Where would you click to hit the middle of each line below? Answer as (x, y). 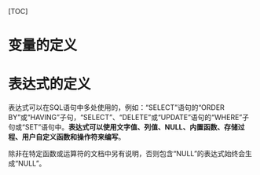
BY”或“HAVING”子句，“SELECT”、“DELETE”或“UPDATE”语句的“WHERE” (125, 118)
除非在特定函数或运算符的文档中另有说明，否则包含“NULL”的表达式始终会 (127, 154)
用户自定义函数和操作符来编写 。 (73, 137)
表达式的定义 (50, 84)
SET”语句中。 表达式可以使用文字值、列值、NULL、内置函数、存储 (131, 127)
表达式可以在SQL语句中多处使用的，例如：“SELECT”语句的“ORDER (117, 108)
